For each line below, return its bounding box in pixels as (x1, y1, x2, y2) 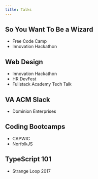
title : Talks (5, 7, 32, 12)
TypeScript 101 (5, 155, 52, 163)
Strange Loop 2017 (12, 168, 51, 174)
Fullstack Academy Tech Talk (12, 81, 72, 87)
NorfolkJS (12, 141, 33, 147)
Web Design (5, 57, 43, 66)
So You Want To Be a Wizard (5, 26, 94, 34)
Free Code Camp (12, 38, 47, 44)
